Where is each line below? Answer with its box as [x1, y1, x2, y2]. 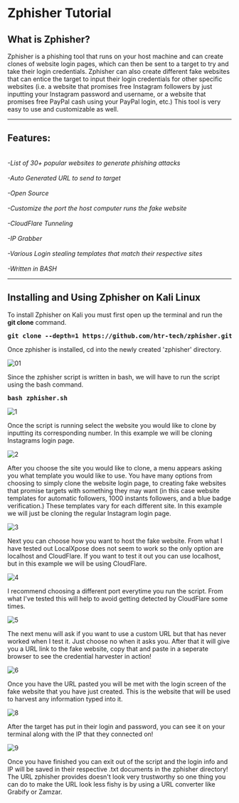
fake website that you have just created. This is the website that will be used [7, 687, 231, 696]
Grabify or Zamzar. [7, 787, 63, 796]
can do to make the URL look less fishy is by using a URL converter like [7, 780, 216, 788]
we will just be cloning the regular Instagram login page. [7, 509, 172, 517]
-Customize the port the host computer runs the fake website [7, 204, 187, 212]
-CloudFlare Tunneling [7, 219, 73, 227]
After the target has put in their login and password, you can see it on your [7, 722, 225, 731]
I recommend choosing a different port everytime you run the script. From [7, 586, 224, 595]
